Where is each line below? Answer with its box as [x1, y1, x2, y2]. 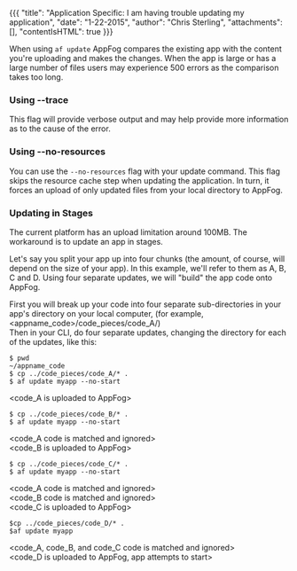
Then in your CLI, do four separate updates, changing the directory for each [9, 327, 286, 338]
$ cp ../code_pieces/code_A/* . [9, 369, 129, 378]
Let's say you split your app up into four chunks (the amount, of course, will [9, 253, 285, 264]
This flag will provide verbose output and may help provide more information [9, 114, 289, 125]
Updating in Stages [9, 207, 93, 219]
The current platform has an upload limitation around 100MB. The [9, 226, 248, 238]
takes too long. [9, 72, 64, 82]
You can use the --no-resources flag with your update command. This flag [9, 166, 281, 176]
